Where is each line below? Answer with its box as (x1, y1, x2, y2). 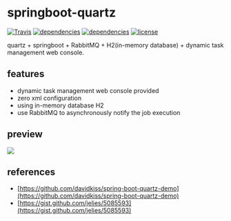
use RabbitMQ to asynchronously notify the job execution (17, 108, 181, 116)
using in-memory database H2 (17, 101, 105, 109)
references (7, 166, 56, 178)
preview (7, 129, 43, 140)
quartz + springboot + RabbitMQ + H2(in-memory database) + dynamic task (7, 41, 224, 49)
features (7, 68, 45, 80)
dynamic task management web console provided (17, 86, 159, 94)
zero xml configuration (17, 94, 81, 102)
